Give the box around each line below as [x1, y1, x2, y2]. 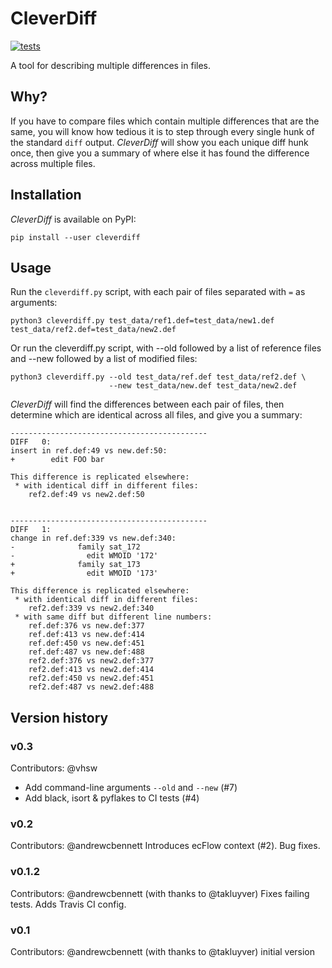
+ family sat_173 [10, 560, 141, 570]
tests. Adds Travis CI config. [10, 898, 127, 910]
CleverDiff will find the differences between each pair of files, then [10, 398, 285, 411]
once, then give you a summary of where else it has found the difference [10, 147, 310, 159]
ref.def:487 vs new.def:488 [28, 647, 145, 657]
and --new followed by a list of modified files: [10, 353, 198, 365]
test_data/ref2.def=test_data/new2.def [10, 325, 177, 335]
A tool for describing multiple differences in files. [10, 59, 212, 71]
